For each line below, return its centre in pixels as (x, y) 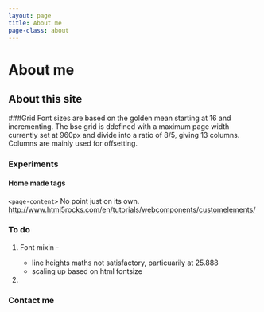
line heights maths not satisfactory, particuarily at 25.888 (125, 263)
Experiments (33, 164)
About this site (45, 99)
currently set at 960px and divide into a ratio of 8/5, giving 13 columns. (124, 135)
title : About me (35, 23)
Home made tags (37, 183)
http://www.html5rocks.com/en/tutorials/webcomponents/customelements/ (132, 209)
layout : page (30, 16)
